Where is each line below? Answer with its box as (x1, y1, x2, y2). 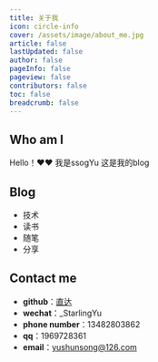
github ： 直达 (22, 295, 73, 306)
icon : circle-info (9, 22, 79, 31)
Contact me (9, 271, 77, 286)
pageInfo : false (9, 65, 71, 74)
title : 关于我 (9, 13, 59, 23)
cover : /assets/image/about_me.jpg (9, 30, 144, 39)
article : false (9, 38, 67, 48)
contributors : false (9, 81, 88, 90)
